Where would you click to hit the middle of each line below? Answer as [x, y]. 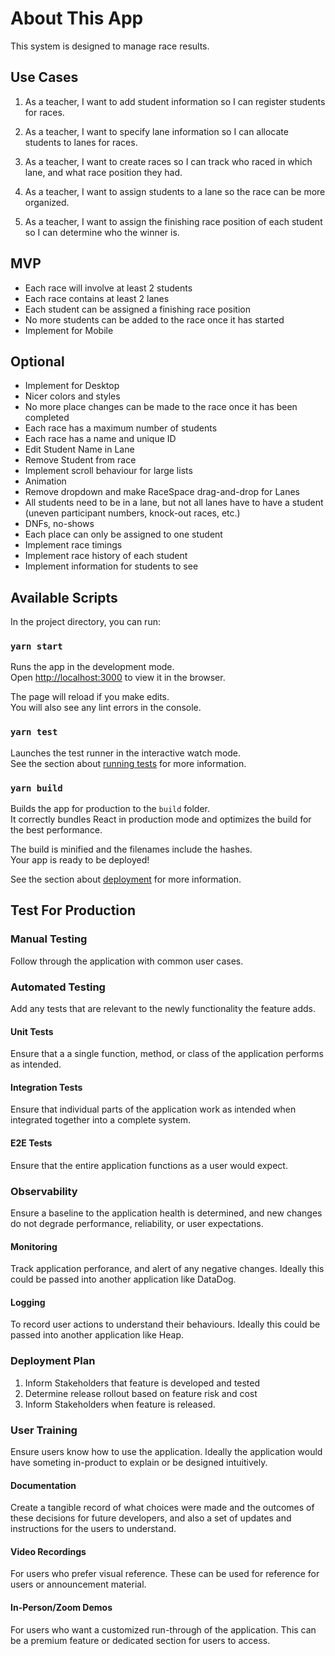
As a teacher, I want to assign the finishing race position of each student [173, 221]
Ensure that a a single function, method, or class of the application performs [167, 1054]
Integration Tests [46, 1087]
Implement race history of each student [106, 556]
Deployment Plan [53, 1361]
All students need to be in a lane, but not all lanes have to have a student [174, 503]
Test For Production [73, 910]
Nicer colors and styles [72, 396]
